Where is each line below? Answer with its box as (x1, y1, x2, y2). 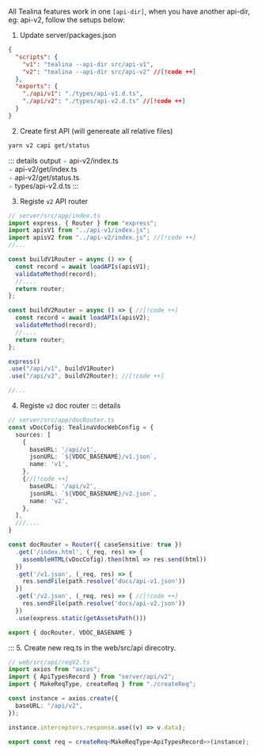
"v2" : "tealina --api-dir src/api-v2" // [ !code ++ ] (22, 67, 196, 76)
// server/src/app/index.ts (8, 211, 101, 220)
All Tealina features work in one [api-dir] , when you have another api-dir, (8, 7, 251, 16)
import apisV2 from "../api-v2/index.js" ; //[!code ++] (8, 233, 196, 242)
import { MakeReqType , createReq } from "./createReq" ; (8, 680, 196, 688)
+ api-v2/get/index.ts (8, 164, 78, 173)
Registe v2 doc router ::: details (19, 401, 121, 410)
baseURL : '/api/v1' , (28, 445, 97, 453)
